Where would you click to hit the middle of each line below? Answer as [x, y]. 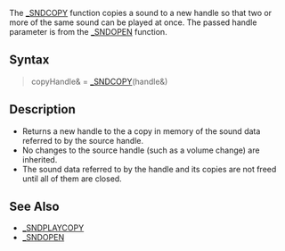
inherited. [40, 159]
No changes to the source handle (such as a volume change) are [141, 150]
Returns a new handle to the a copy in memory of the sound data [141, 131]
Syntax [29, 60]
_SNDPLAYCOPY [53, 228]
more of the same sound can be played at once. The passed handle [133, 22]
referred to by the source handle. [83, 140]
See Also [34, 207]
